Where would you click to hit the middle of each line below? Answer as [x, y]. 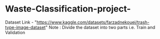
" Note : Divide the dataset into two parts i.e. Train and [100, 27]
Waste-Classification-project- [68, 9]
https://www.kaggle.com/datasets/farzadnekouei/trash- [93, 22]
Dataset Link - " [21, 22]
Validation [15, 32]
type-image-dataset [25, 27]
